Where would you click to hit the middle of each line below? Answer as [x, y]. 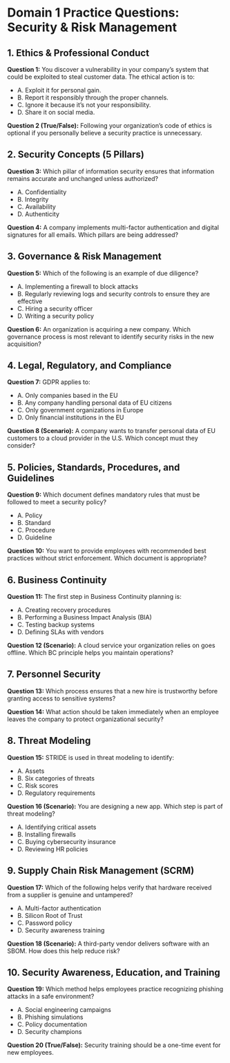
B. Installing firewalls [46, 834]
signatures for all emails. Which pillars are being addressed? [93, 234]
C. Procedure [36, 530]
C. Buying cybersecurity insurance [66, 841]
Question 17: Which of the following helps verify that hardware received [109, 887]
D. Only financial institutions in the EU [70, 418]
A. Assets [31, 771]
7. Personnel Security [54, 674]
